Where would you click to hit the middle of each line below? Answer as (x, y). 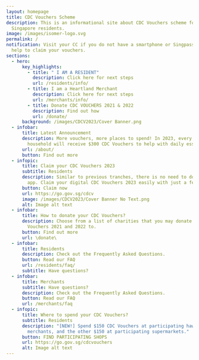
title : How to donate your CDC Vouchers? (74, 216)
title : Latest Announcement (57, 133)
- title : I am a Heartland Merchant (73, 89)
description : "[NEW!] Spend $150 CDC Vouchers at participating (103, 326)
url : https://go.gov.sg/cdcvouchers (67, 343)
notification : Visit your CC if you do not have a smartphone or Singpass (100, 45)
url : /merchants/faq (47, 304)
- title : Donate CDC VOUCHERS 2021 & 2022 (81, 105)
